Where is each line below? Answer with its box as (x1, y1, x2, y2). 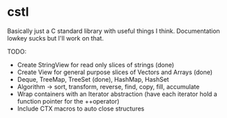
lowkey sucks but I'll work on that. (7, 34, 104, 42)
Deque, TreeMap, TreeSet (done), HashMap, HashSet (17, 75, 169, 83)
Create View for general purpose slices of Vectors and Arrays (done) (17, 68, 213, 76)
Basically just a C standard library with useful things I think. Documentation (7, 27, 221, 35)
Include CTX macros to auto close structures (17, 104, 145, 113)
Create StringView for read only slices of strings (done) (17, 60, 175, 69)
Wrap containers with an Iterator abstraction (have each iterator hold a (17, 90, 217, 98)
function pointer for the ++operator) (17, 97, 119, 105)
